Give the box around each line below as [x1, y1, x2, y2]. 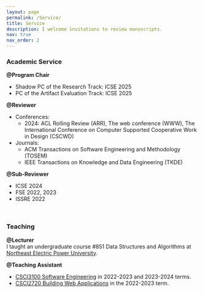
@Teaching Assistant [6, 261, 62, 269]
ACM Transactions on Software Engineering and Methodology [24, 146, 181, 153]
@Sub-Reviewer [6, 170, 49, 178]
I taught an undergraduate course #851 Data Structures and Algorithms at [6, 242, 191, 250]
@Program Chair [6, 71, 50, 79]
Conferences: [15, 114, 50, 121]
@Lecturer [6, 236, 34, 244]
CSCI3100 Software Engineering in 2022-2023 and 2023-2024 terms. [15, 273, 191, 280]
